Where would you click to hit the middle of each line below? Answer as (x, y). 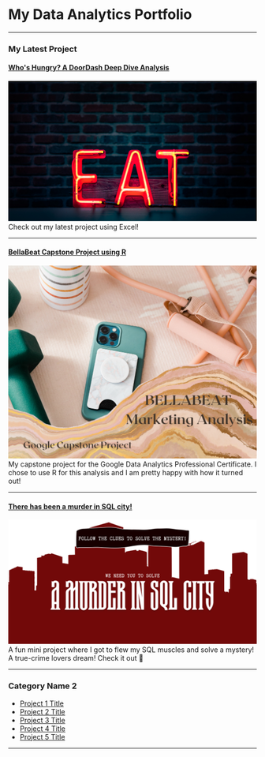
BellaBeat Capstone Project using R (67, 252)
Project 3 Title (42, 720)
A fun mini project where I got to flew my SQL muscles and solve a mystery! (131, 650)
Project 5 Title (42, 736)
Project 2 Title (42, 711)
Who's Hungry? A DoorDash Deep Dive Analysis (89, 68)
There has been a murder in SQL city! (70, 506)
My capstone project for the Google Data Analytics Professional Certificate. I (132, 464)
